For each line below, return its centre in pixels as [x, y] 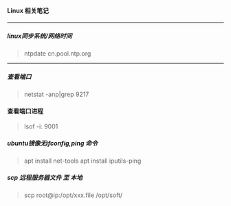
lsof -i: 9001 [41, 126]
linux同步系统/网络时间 [40, 36]
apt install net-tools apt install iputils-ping [82, 161]
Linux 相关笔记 [28, 10]
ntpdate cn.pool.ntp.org [57, 54]
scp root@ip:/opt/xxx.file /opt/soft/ [73, 195]
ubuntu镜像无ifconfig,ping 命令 [53, 143]
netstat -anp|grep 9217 [56, 94]
